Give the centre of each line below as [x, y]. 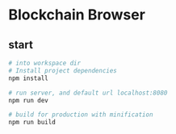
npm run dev [28, 100]
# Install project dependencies [63, 70]
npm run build [32, 123]
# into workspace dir [45, 63]
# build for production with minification [81, 115]
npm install [28, 78]
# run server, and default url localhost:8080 [88, 93]
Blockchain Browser [77, 15]
